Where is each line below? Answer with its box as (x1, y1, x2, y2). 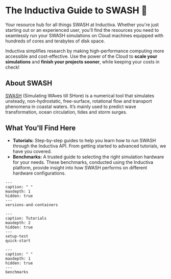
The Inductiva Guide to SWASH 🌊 (5, 5, 148, 16)
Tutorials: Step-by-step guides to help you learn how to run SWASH (12, 137, 156, 143)
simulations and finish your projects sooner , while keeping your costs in (5, 58, 160, 65)
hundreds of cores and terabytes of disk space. (5, 38, 106, 44)
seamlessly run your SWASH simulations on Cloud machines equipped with (5, 32, 164, 38)
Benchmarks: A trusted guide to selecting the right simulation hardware (12, 154, 164, 160)
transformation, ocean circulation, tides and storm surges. (5, 109, 128, 115)
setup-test (5, 233, 29, 239)
